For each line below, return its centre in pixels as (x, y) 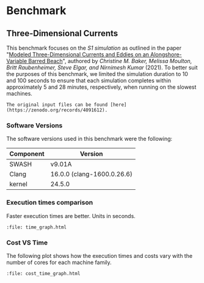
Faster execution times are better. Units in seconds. (71, 216)
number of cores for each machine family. (59, 262)
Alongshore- (166, 55)
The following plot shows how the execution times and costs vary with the (100, 255)
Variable (17, 61)
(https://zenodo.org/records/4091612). (57, 110)
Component (27, 154)
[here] (118, 105)
